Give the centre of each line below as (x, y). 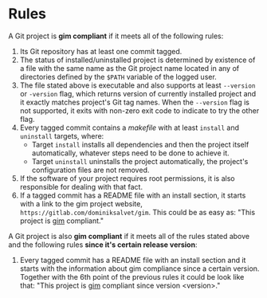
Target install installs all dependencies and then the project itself (140, 144)
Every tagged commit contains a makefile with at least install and (129, 127)
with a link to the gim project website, (81, 203)
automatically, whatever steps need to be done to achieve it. (130, 153)
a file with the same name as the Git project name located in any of (130, 68)
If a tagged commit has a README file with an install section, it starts (133, 195)
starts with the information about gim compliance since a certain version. (139, 269)
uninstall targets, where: (62, 135)
